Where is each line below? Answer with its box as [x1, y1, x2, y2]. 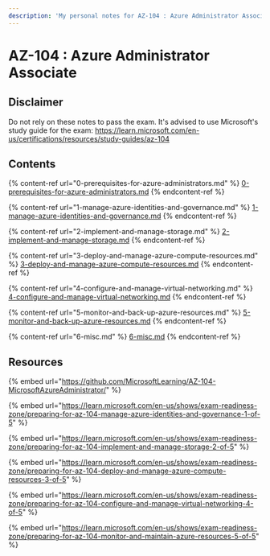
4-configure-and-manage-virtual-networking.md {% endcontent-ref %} [8, 292, 247, 302]
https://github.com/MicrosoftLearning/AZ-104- [61, 377, 216, 386]
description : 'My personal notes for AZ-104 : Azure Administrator [8, 11, 239, 20]
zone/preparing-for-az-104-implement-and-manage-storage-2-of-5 [8, 442, 235, 451]
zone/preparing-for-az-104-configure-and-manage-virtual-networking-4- [8, 499, 254, 509]
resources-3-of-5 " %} [8, 475, 82, 484]
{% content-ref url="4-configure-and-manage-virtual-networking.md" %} [8, 283, 253, 294]
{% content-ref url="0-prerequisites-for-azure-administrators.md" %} [8, 179, 240, 188]
